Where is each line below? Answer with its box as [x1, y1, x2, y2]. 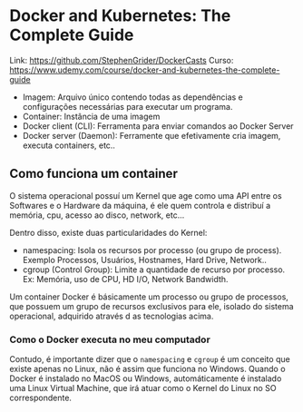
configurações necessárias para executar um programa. [22, 101, 233, 112]
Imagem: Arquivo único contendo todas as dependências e [22, 92, 243, 103]
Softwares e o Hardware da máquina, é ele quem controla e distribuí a [9, 200, 271, 211]
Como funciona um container [9, 166, 179, 181]
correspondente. [9, 392, 73, 404]
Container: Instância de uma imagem [22, 111, 161, 122]
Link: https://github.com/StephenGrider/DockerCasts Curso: [9, 54, 234, 65]
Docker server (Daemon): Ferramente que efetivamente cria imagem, [22, 130, 281, 141]
